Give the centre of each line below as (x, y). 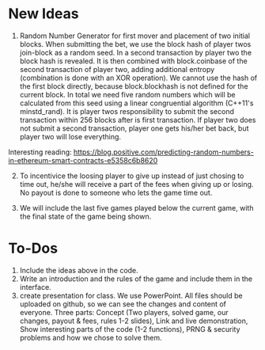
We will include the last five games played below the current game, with (136, 207)
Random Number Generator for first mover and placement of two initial (135, 36)
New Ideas (44, 14)
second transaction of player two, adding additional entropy (117, 69)
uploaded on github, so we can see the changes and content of (123, 304)
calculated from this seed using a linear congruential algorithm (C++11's (136, 103)
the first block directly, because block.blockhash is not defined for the (134, 86)
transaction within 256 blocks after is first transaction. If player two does (138, 120)
